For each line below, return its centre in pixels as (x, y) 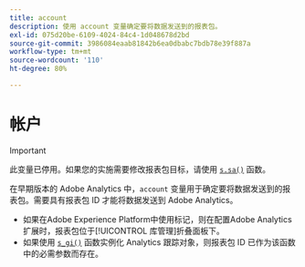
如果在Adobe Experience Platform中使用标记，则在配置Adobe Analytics (157, 219)
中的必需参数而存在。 (63, 253)
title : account (38, 18)
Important (28, 150)
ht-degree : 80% (38, 69)
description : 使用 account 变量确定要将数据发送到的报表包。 (116, 26)
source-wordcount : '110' (57, 60)
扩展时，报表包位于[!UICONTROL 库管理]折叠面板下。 (124, 231)
